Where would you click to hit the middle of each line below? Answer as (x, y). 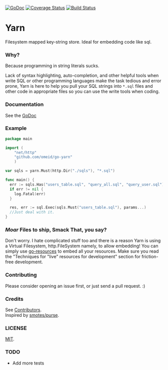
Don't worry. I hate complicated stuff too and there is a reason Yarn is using (83, 241)
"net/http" (25, 152)
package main (19, 139)
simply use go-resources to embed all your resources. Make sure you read (82, 251)
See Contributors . (23, 310)
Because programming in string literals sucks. (52, 66)
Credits (14, 299)
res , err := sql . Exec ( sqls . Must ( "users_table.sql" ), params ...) (78, 208)
